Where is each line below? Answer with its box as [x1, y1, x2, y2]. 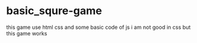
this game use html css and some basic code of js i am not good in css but [6, 24, 191, 31]
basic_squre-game [6, 4, 102, 18]
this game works [6, 29, 47, 37]
